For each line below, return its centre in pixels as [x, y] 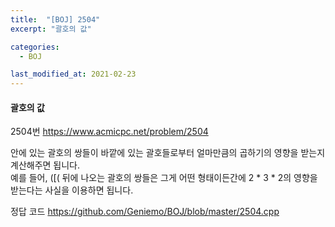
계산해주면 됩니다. [45, 165]
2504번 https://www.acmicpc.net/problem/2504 [109, 132]
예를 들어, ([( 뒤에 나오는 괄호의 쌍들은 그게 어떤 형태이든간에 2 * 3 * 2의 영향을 [164, 178]
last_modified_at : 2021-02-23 [73, 74]
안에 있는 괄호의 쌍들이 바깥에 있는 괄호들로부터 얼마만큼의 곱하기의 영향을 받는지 [168, 153]
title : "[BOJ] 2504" [55, 19]
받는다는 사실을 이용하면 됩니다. [72, 190]
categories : [35, 47]
